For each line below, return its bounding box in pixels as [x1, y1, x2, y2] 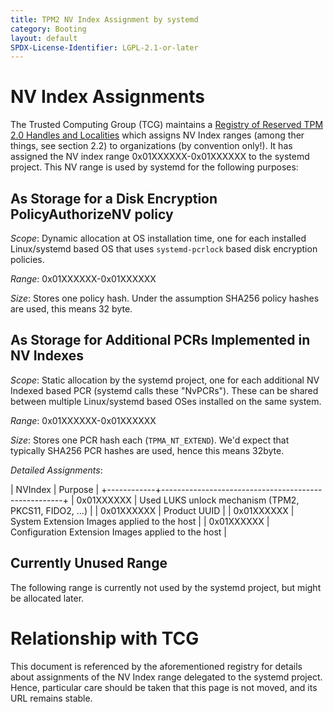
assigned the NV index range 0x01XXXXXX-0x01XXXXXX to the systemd [10, 151, 310, 163]
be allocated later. [10, 592, 85, 604]
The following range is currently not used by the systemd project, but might [10, 581, 322, 593]
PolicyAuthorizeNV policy [10, 206, 174, 223]
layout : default [10, 33, 78, 43]
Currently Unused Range [10, 555, 168, 572]
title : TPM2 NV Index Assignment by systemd [10, 14, 199, 25]
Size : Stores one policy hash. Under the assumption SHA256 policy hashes [10, 292, 320, 304]
